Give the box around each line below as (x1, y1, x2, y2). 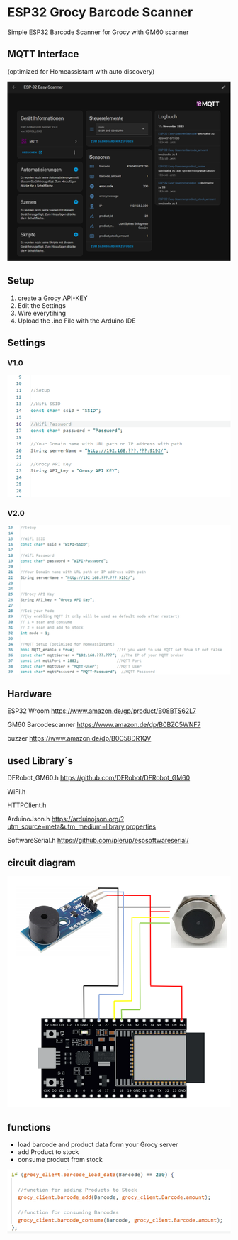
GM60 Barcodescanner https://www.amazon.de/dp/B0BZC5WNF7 (7, 721, 201, 729)
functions (7, 1122, 51, 1134)
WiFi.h (7, 787, 26, 796)
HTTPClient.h (7, 801, 47, 809)
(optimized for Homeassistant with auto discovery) (7, 67, 155, 75)
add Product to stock (17, 1148, 79, 1156)
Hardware (7, 688, 52, 700)
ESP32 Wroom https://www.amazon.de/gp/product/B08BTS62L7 (7, 707, 197, 715)
